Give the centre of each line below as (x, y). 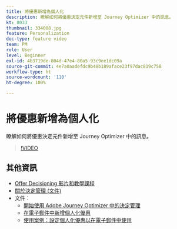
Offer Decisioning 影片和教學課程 (55, 183)
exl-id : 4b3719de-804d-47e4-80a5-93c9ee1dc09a (64, 61)
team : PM (17, 45)
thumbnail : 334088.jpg (34, 28)
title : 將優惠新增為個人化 (35, 11)
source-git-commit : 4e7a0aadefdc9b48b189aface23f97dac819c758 (84, 66)
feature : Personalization (38, 34)
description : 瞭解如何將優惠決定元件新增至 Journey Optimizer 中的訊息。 (90, 17)
